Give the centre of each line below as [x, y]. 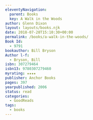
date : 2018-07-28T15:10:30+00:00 [39, 32]
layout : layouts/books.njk [33, 28]
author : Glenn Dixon [26, 23]
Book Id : [14, 42]
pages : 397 [16, 82]
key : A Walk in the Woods [36, 19]
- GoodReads [22, 101]
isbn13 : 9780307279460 [28, 69]
